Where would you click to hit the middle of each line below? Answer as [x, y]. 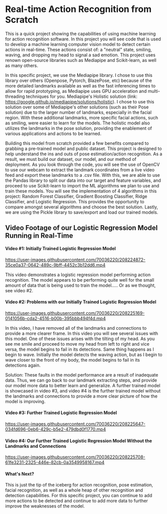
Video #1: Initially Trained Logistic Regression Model [61, 248]
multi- [154, 91]
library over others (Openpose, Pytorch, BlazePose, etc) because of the [79, 80]
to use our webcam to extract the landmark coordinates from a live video [80, 170]
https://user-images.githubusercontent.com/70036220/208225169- [75, 313]
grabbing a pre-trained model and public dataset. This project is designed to [83, 148]
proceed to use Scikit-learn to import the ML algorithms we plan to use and [82, 185]
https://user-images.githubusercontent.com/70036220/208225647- [75, 424]
